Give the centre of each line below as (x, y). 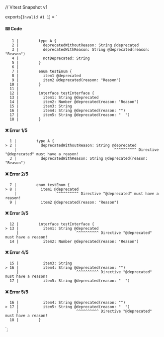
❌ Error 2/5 (17, 174)
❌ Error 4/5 (17, 252)
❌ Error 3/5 (17, 213)
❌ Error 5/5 (17, 292)
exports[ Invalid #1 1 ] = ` (31, 17)
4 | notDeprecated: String (51, 58)
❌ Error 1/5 (16, 130)
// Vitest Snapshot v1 (26, 7)
